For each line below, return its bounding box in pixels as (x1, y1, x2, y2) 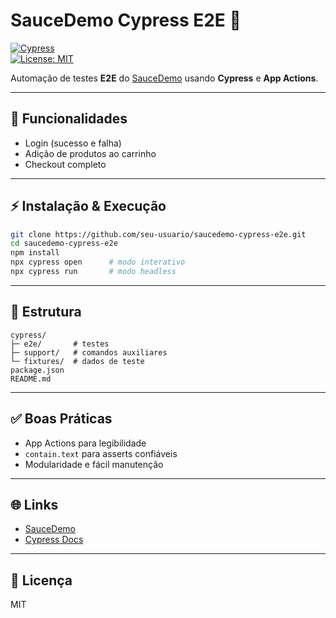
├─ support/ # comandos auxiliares (10, 347, 168, 358)
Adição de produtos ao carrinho (24, 147, 157, 159)
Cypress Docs (24, 534, 84, 546)
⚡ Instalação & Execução (10, 198, 167, 215)
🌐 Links (10, 496, 59, 513)
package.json (10, 365, 65, 375)
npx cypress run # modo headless (10, 267, 177, 277)
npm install (10, 248, 60, 258)
